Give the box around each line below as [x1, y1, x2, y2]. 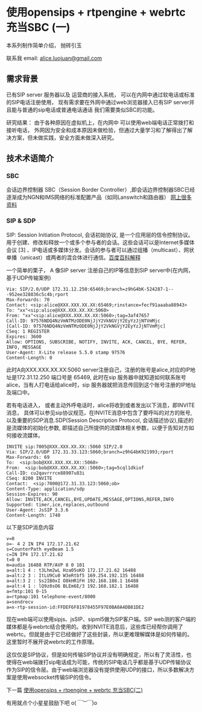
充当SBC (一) [6, 20, 71, 34]
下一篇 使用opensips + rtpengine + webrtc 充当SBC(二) [6, 686, 144, 693]
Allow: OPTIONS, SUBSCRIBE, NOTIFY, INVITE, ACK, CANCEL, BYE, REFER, [6, 339, 188, 345]
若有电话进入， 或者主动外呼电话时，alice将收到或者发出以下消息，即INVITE [6, 402, 195, 409]
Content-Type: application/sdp [6, 486, 85, 492]
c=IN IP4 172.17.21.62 [6, 551, 63, 558]
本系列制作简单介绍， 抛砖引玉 [6, 42, 82, 49]
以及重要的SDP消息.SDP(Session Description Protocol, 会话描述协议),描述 [6, 417, 189, 424]
